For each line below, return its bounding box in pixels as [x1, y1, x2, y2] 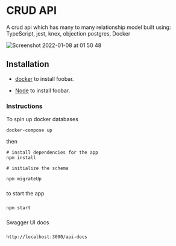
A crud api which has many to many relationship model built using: [6, 24, 171, 31]
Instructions [6, 102, 43, 110]
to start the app [6, 189, 45, 197]
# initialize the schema [6, 165, 69, 172]
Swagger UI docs [6, 218, 49, 226]
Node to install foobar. [14, 87, 71, 94]
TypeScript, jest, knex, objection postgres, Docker [6, 30, 131, 37]
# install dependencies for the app [6, 150, 98, 156]
